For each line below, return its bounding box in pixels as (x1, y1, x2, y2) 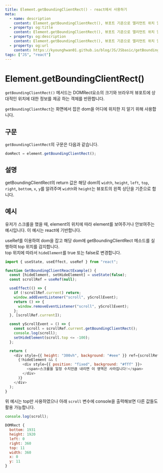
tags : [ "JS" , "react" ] (5, 52, 51, 57)
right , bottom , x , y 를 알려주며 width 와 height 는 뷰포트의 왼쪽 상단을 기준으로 (5, 185, 151, 192)
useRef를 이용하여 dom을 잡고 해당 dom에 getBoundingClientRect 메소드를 (5, 237, 150, 243)
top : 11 (9, 445, 25, 450)
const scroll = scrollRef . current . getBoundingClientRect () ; (14, 326, 138, 331)
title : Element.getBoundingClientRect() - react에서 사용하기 (5, 7, 128, 12)
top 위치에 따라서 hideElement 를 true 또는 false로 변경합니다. (5, 249, 122, 255)
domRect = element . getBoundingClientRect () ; (5, 151, 97, 156)
